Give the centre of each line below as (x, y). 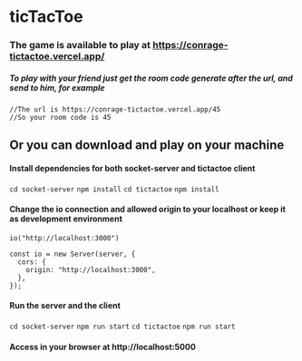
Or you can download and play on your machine (147, 146)
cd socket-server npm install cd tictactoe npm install (114, 189)
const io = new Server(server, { (73, 254)
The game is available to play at (80, 45)
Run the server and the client (65, 306)
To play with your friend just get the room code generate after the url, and (151, 78)
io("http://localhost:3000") (64, 238)
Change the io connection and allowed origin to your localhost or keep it (147, 210)
